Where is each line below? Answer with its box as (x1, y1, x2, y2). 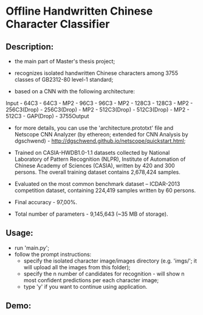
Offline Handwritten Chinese (5, 4, 153, 18)
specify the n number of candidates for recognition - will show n (23, 270, 185, 277)
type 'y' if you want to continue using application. (23, 283, 148, 290)
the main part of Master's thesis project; (14, 58, 115, 65)
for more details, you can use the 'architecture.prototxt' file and (14, 124, 174, 132)
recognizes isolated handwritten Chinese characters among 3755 (14, 69, 179, 77)
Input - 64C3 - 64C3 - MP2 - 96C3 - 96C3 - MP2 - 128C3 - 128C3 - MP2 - (5, 99, 193, 107)
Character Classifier (5, 17, 110, 31)
